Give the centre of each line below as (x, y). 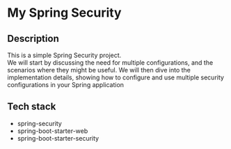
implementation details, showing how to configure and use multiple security (116, 77)
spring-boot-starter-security (58, 138)
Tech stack (32, 107)
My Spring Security (64, 13)
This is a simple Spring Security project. (64, 55)
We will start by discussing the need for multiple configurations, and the (110, 63)
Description (33, 39)
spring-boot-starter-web (53, 131)
